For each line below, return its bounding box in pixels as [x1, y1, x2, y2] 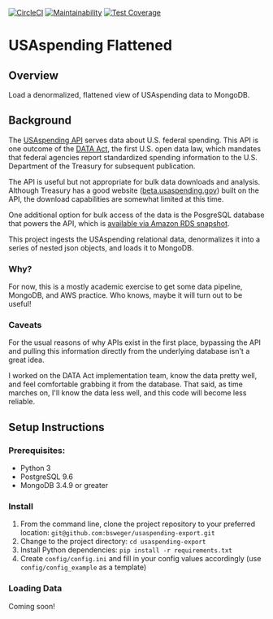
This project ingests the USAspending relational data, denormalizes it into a [8, 234, 261, 244]
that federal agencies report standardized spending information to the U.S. [8, 152, 258, 162]
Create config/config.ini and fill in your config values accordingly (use [19, 554, 262, 564]
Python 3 [19, 464, 51, 473]
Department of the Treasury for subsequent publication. [8, 161, 196, 171]
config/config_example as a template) [19, 562, 147, 573]
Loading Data [8, 582, 63, 594]
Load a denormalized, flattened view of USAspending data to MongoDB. [8, 90, 250, 99]
